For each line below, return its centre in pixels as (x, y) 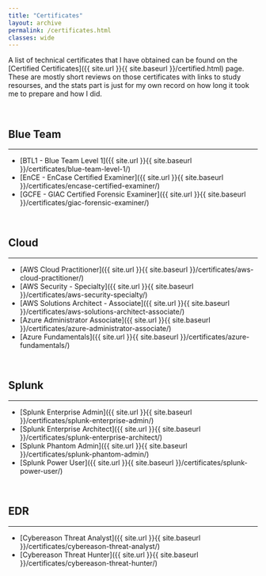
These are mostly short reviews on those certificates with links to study (125, 77)
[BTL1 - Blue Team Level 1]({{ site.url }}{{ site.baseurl (106, 161)
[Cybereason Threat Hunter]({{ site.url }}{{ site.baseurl (109, 555)
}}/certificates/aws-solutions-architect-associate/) (102, 311)
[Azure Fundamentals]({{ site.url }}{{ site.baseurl (99, 337)
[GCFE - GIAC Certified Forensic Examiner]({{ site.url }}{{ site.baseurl (133, 194)
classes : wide (32, 38)
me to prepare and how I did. (55, 94)
